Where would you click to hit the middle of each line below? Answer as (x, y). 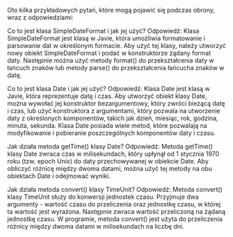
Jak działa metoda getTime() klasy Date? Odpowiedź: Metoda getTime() (110, 146)
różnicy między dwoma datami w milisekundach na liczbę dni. (96, 226)
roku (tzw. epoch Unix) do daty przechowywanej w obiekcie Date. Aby (108, 161)
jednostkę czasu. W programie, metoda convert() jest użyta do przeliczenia (115, 219)
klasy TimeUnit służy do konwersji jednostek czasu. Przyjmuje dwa (103, 197)
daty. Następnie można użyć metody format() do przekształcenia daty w (111, 60)
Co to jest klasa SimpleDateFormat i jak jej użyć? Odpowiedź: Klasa (103, 31)
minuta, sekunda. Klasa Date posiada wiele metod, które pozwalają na (107, 125)
